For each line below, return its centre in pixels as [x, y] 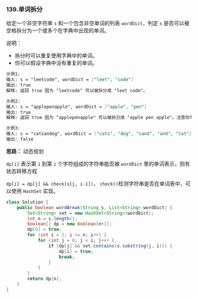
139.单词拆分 [24, 9]
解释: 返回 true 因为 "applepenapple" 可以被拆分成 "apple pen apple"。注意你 [98, 118]
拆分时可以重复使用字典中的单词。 [56, 56]
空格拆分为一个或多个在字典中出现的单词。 [58, 31]
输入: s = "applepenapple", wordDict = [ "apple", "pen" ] [77, 107]
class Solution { [27, 202]
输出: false [20, 140]
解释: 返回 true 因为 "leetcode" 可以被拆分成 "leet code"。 [77, 90]
